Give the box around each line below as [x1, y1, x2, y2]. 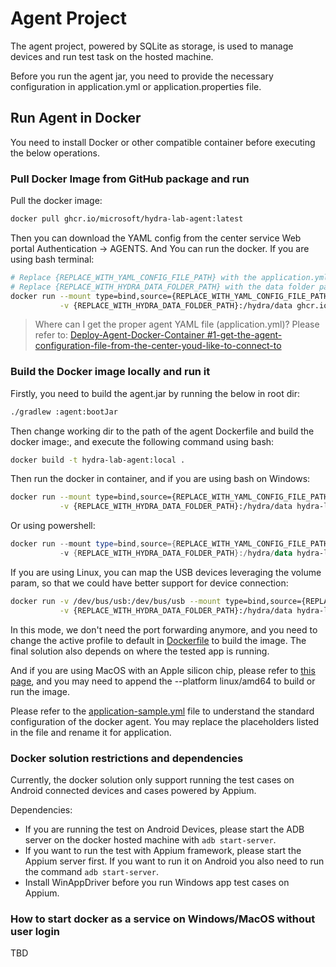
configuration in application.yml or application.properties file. [10, 80, 262, 92]
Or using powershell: [10, 520, 96, 532]
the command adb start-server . [24, 866, 159, 878]
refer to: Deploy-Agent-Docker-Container [34, 329, 205, 341]
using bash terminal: [10, 253, 95, 265]
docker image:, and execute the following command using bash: [10, 435, 275, 447]
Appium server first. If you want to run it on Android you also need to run [24, 855, 325, 867]
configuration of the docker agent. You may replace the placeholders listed [10, 715, 319, 727]
